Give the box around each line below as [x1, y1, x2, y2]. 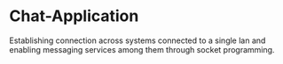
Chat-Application [9, 6, 139, 26]
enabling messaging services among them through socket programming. [9, 44, 275, 54]
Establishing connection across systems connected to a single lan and [9, 35, 266, 46]
